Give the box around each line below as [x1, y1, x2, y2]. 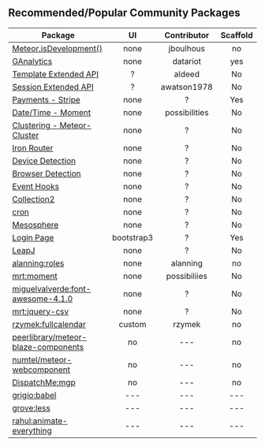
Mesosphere [12, 219, 59, 230]
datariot [172, 55, 202, 66]
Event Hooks [12, 180, 59, 191]
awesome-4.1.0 [12, 293, 73, 304]
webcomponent [12, 364, 71, 375]
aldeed [174, 69, 200, 80]
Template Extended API [12, 69, 99, 80]
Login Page [12, 232, 54, 243]
